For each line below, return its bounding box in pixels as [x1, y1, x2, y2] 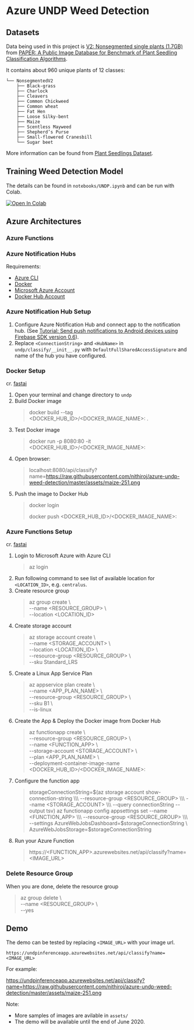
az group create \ [29, 598, 71, 606]
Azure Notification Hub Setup [6, 308, 91, 316]
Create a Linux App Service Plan [14, 670, 93, 677]
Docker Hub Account [14, 293, 65, 300]
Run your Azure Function [14, 838, 75, 845]
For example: [6, 966, 38, 973]
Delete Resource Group [6, 870, 73, 878]
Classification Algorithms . [6, 56, 68, 62]
